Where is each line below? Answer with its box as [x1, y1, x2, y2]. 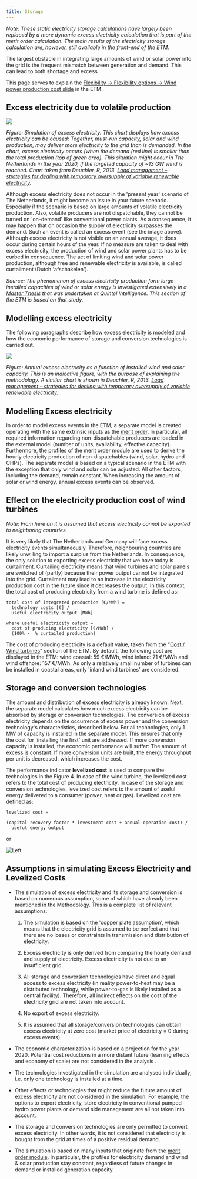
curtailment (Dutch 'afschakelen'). [6, 266, 89, 273]
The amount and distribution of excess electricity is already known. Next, [6, 699, 183, 706]
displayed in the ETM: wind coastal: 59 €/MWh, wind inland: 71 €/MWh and [6, 653, 188, 660]
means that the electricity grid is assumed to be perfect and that [23, 925, 179, 932]
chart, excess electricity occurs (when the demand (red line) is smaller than [6, 148, 190, 155]
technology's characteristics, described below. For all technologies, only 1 [6, 723, 185, 731]
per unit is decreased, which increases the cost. [6, 755, 122, 762]
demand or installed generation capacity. [14, 1166, 115, 1173]
